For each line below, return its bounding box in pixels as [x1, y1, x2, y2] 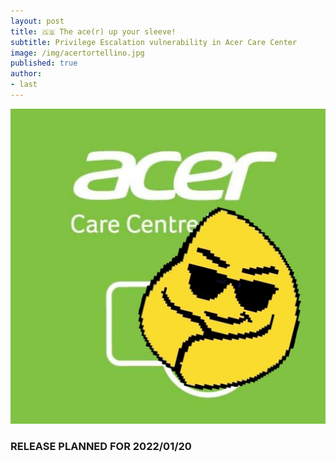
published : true [10, 58, 78, 69]
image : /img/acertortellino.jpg [10, 48, 145, 58]
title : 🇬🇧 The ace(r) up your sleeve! [10, 26, 177, 37]
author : [10, 69, 43, 79]
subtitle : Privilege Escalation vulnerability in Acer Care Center [10, 37, 298, 47]
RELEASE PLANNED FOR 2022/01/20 [10, 439, 192, 453]
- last [10, 80, 38, 90]
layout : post [10, 16, 65, 26]
